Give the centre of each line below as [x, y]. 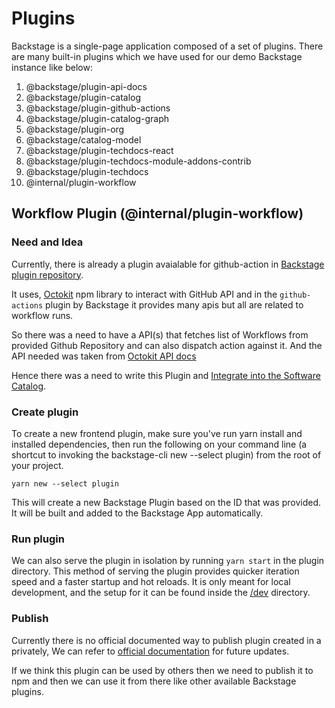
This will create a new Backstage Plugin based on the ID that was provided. [166, 502]
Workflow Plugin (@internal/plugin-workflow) [157, 213]
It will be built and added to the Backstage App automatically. [137, 513]
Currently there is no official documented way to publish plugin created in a [166, 640]
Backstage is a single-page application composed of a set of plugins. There [167, 46]
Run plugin [38, 539]
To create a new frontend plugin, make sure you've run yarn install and [157, 433]
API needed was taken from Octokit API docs [104, 356]
